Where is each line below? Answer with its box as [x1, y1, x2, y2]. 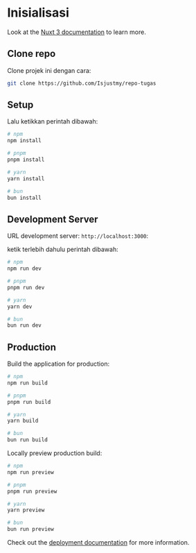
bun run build [7, 436, 48, 443]
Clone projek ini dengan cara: [7, 66, 91, 74]
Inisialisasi [7, 5, 69, 21]
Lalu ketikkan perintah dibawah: [7, 117, 98, 126]
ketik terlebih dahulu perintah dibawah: [7, 245, 119, 254]
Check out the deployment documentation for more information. [7, 538, 190, 547]
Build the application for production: [7, 359, 109, 368]
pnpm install [7, 156, 45, 164]
